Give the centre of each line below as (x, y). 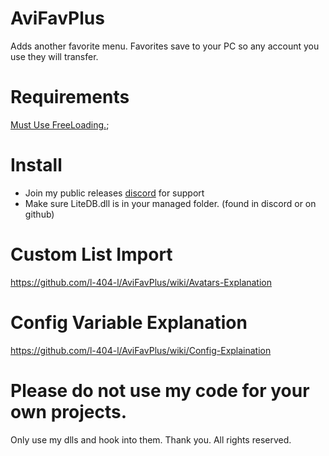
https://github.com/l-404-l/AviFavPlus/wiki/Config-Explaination (141, 350)
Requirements (70, 97)
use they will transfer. (54, 56)
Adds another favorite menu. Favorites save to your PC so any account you (165, 46)
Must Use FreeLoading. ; (60, 124)
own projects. (69, 411)
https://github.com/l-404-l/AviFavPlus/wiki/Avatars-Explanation (141, 282)
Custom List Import (91, 254)
